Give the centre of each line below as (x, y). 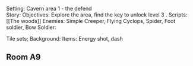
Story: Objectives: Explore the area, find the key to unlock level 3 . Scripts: (97, 15)
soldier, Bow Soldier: (31, 27)
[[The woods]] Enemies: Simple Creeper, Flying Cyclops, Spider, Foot (91, 21)
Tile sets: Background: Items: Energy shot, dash (64, 39)
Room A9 (23, 57)
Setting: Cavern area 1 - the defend (49, 9)
